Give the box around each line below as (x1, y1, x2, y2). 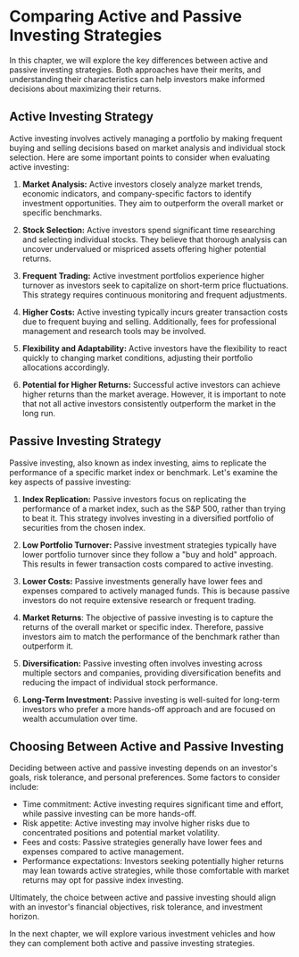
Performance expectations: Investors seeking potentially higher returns (21, 856, 284, 867)
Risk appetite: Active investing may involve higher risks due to (21, 818, 250, 828)
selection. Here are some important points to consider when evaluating (9, 152, 270, 163)
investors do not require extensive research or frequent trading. (21, 594, 256, 605)
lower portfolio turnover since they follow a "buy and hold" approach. (21, 549, 278, 559)
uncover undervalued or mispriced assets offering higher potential (21, 243, 266, 254)
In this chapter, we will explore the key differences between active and (9, 55, 269, 65)
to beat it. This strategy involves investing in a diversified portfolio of (21, 512, 275, 524)
